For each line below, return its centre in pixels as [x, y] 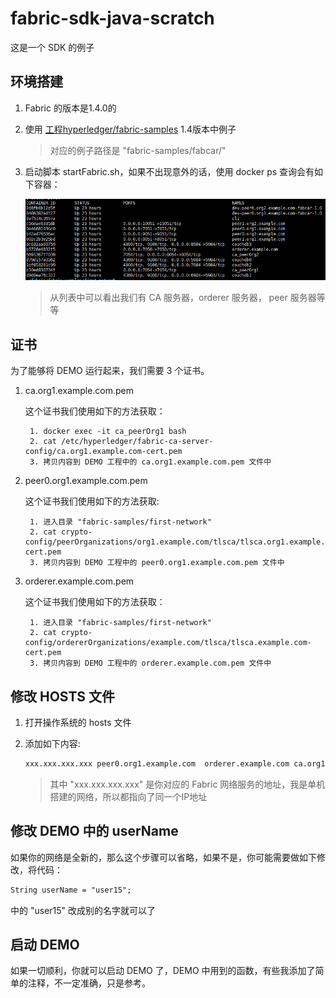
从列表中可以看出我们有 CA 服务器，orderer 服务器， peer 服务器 [183, 298]
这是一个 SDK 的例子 [52, 47]
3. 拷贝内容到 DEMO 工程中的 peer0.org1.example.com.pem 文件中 [157, 563]
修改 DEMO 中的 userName [94, 831]
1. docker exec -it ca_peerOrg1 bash [108, 432]
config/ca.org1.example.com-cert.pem [103, 452]
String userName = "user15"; [71, 890]
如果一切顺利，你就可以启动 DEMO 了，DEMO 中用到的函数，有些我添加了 [163, 971]
